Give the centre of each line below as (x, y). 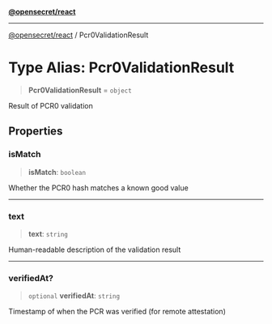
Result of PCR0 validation (51, 105)
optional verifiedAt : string (74, 296)
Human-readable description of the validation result (95, 249)
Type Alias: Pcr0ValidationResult (121, 68)
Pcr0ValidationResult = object (80, 90)
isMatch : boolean (57, 172)
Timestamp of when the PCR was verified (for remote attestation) (117, 312)
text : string (48, 233)
